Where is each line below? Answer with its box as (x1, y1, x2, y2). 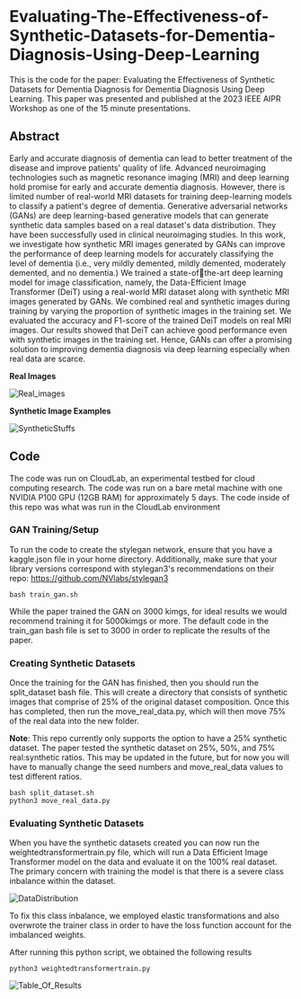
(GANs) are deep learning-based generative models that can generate (9, 209, 270, 221)
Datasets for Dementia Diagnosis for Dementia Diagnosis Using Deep (9, 84, 265, 94)
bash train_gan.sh (9, 590, 78, 599)
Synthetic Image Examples (9, 405, 111, 416)
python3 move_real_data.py (9, 797, 111, 806)
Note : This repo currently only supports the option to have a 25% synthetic (9, 733, 288, 744)
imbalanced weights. (9, 930, 86, 941)
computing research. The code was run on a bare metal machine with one (9, 482, 283, 493)
